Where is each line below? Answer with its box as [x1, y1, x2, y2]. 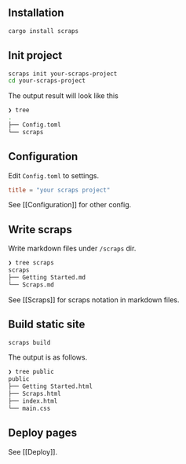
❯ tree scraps [8, 259, 55, 267]
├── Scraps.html [8, 390, 61, 398]
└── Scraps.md [8, 280, 55, 289]
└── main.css [8, 404, 51, 412]
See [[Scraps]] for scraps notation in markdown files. [8, 294, 180, 305]
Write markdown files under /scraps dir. [8, 243, 137, 254]
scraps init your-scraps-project [8, 70, 118, 78]
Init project [8, 49, 63, 62]
